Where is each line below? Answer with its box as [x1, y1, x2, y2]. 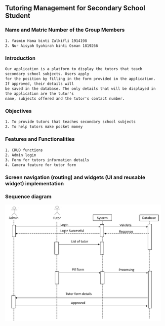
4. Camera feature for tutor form [5, 163, 77, 167]
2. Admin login [5, 153, 37, 158]
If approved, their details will [5, 81, 74, 86]
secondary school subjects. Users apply [5, 71, 90, 76]
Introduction [5, 54, 36, 61]
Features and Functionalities [5, 136, 75, 143]
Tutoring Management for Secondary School [5, 4, 146, 12]
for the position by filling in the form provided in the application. [5, 76, 156, 81]
